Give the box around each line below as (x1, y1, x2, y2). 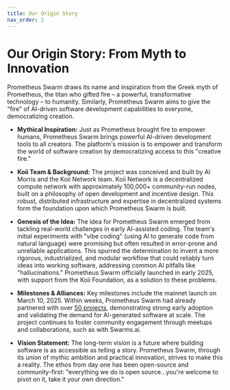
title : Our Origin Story (7, 10, 78, 17)
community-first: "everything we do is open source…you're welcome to (16, 368, 219, 376)
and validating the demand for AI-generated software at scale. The (16, 311, 205, 319)
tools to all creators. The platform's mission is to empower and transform (16, 140, 222, 148)
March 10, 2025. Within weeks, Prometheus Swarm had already (16, 296, 196, 305)
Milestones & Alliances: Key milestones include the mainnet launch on (16, 289, 217, 297)
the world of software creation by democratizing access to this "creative (16, 147, 221, 156)
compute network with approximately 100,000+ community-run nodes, (16, 182, 217, 191)
